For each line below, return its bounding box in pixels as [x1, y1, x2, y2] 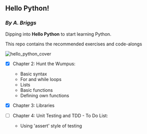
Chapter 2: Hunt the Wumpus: [12, 61, 76, 67]
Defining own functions [20, 92, 70, 98]
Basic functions [20, 87, 53, 93]
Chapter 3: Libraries [12, 102, 55, 109]
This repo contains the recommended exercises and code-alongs [5, 41, 142, 47]
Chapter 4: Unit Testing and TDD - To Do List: [12, 112, 108, 119]
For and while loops [20, 76, 62, 82]
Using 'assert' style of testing [20, 122, 82, 129]
